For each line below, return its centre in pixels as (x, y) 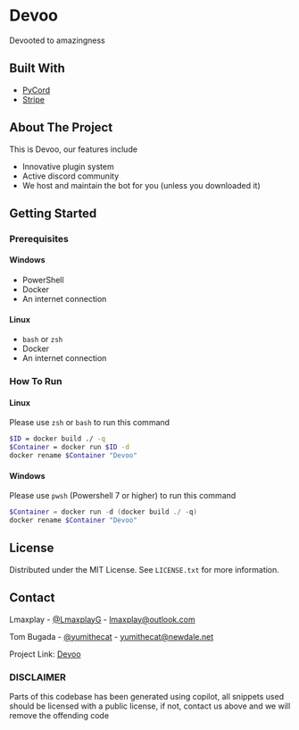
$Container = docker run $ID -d (69, 448)
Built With (37, 68)
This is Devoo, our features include (74, 149)
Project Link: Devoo (46, 654)
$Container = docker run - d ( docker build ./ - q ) (104, 512)
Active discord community (70, 176)
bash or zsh (42, 340)
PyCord (36, 89)
